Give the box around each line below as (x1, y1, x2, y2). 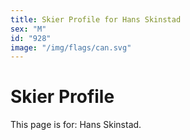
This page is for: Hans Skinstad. (10, 119, 142, 131)
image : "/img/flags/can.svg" (10, 42, 132, 53)
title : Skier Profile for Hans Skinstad (10, 14, 182, 25)
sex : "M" (10, 24, 47, 34)
